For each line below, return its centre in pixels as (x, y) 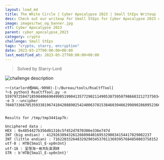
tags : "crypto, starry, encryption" (42, 46)
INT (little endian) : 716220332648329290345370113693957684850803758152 (82, 140)
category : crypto (23, 37)
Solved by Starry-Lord (39, 69)
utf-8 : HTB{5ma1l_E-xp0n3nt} (36, 144)
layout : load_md (21, 10)
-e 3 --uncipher (21, 101)
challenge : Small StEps (29, 41)
